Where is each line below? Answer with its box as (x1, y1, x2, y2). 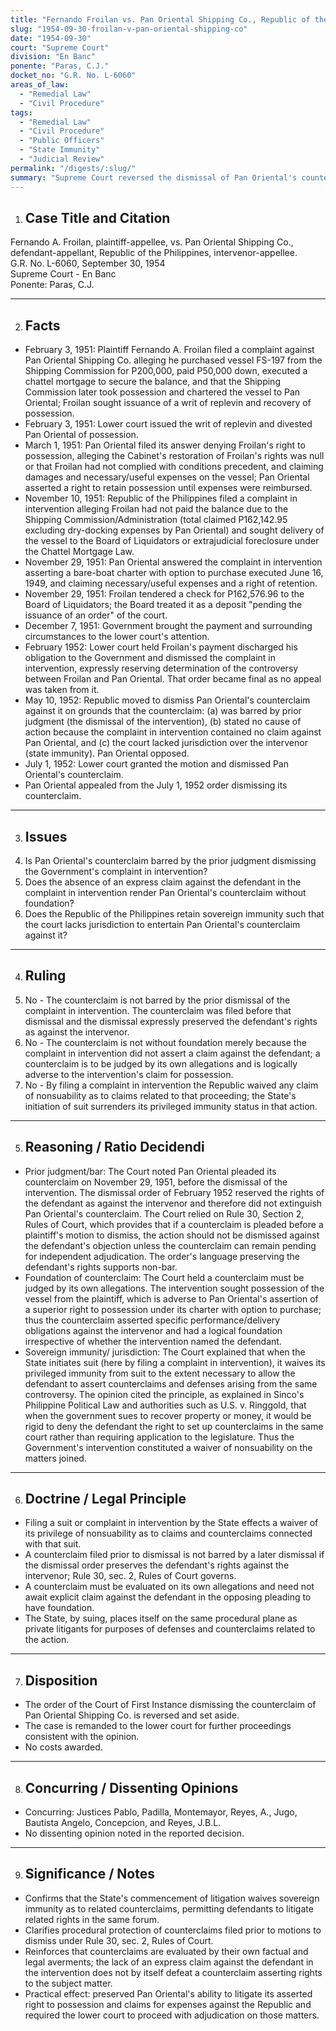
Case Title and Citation (24, 209, 171, 226)
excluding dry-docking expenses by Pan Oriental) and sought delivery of (24, 524, 325, 536)
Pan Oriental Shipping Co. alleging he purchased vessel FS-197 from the (24, 354, 323, 366)
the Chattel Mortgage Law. (24, 546, 135, 558)
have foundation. (24, 1602, 95, 1614)
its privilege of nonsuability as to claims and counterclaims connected (24, 1527, 313, 1540)
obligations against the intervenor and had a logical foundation (24, 1324, 283, 1336)
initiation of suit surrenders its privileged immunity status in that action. (24, 1100, 318, 1112)
